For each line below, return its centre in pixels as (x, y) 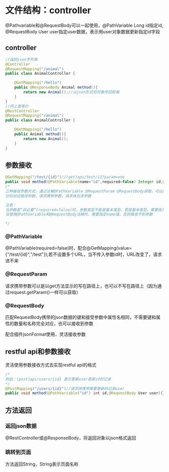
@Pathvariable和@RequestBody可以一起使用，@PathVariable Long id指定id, (84, 25)
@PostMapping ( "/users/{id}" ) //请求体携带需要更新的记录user (65, 389)
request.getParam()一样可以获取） (45, 292)
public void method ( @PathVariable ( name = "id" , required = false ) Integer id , (84, 182)
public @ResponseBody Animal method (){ (56, 87)
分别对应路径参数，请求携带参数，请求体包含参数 (48, 196)
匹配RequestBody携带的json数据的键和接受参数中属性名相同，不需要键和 (81, 317)
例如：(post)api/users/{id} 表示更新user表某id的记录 (58, 379)
